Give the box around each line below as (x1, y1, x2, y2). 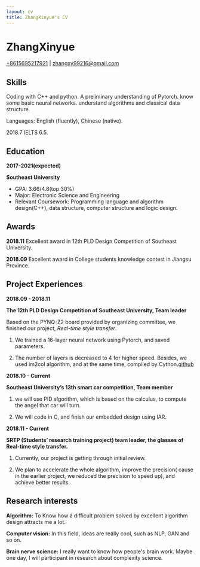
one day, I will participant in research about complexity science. (6, 554, 163, 561)
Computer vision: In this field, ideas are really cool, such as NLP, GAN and (6, 530, 190, 537)
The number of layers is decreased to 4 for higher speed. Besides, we (14, 354, 187, 361)
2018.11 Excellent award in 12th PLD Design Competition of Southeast (6, 237, 177, 245)
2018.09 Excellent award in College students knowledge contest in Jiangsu (6, 255, 192, 263)
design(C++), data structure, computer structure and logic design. (14, 205, 178, 212)
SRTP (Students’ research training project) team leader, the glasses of (6, 436, 184, 443)
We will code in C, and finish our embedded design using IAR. (14, 413, 167, 420)
